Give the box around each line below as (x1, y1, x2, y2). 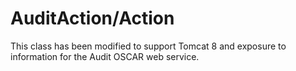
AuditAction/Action (10, 7, 175, 30)
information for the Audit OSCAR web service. (10, 50, 200, 62)
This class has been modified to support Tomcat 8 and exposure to (10, 40, 287, 52)
